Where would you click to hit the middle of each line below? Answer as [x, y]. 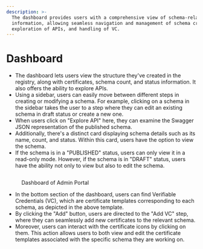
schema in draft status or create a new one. [69, 114]
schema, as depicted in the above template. [69, 207]
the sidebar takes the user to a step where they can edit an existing [99, 108]
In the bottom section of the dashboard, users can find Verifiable [95, 194]
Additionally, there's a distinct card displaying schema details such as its [105, 133]
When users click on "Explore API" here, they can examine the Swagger [105, 121]
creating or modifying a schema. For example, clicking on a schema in [102, 101]
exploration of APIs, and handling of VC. [66, 29]
